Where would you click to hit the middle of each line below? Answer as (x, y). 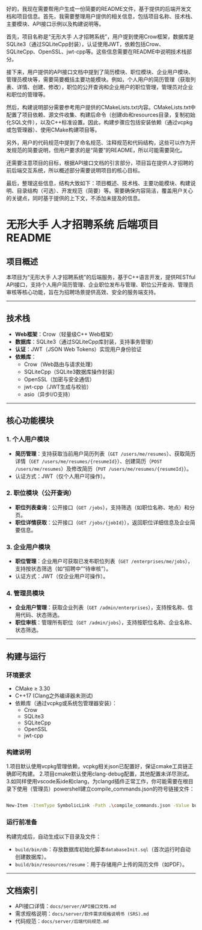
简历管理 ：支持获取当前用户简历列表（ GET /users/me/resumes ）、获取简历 (105, 453)
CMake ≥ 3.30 (32, 689)
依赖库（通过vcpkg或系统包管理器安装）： (66, 703)
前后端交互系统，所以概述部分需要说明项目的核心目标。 (75, 170)
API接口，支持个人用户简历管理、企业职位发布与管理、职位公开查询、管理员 (100, 285)
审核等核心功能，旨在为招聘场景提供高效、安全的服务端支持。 (83, 292)
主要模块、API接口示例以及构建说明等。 (55, 24)
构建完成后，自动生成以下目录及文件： (54, 836)
